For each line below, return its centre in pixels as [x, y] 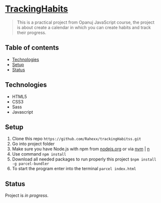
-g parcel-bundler [30, 164]
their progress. [32, 32]
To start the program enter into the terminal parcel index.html [74, 169]
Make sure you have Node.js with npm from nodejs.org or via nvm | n [81, 149]
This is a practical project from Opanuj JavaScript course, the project [86, 22]
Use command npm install [39, 154]
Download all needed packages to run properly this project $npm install [84, 159]
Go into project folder [33, 144]
